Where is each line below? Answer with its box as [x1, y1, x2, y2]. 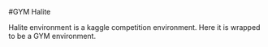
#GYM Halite [8, 7, 51, 16]
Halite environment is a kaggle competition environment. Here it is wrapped [8, 23, 261, 32]
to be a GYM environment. [8, 32, 96, 41]
